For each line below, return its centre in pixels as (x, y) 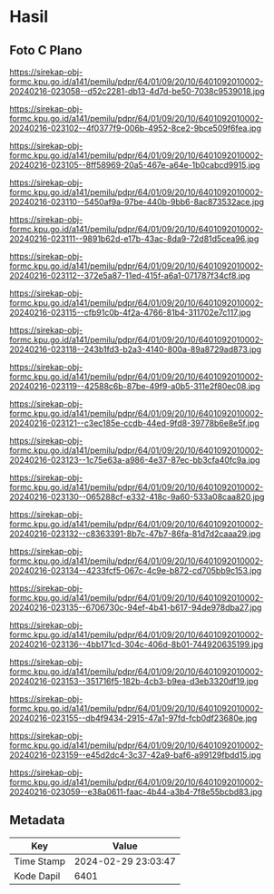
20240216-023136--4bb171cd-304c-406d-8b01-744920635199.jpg (137, 644)
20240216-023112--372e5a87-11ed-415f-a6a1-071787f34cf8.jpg (130, 275)
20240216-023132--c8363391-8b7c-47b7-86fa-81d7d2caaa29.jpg (135, 534)
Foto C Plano (46, 50)
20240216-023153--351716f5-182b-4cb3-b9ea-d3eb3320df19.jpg (134, 681)
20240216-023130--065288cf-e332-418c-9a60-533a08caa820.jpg (137, 497)
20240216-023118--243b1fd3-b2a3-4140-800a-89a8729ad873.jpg (135, 349)
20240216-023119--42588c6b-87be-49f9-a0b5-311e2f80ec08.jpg (135, 386)
